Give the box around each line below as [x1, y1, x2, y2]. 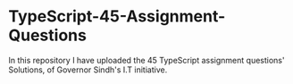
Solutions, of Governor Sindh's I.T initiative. [8, 64, 168, 75]
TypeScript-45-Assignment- [8, 6, 226, 27]
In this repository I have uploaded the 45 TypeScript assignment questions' [8, 55, 285, 65]
